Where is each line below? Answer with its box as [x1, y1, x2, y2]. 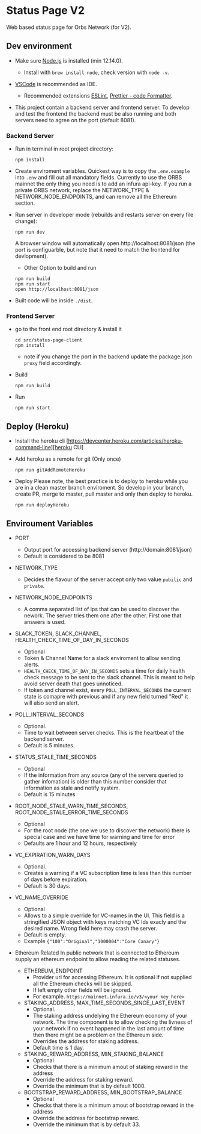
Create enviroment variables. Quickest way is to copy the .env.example [14, 167, 190, 175]
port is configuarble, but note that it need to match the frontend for [14, 246, 181, 254]
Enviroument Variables [6, 519, 94, 529]
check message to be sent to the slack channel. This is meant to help [23, 673, 195, 681]
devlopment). [14, 252, 48, 260]
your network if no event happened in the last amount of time [32, 1024, 184, 1032]
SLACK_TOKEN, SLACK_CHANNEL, [14, 630, 102, 637]
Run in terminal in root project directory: [14, 145, 114, 152]
